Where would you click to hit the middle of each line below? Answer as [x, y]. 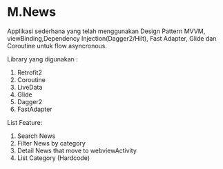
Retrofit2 [30, 72]
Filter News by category [51, 143]
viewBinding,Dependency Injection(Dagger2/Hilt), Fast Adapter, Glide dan [112, 38]
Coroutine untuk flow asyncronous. [57, 46]
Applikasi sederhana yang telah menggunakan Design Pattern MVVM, [106, 31]
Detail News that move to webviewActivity [77, 150]
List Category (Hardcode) [54, 158]
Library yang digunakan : [42, 59]
